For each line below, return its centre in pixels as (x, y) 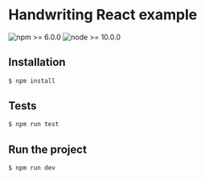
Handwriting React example (103, 15)
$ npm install (32, 81)
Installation (37, 62)
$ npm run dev (32, 168)
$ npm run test (34, 125)
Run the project (47, 149)
